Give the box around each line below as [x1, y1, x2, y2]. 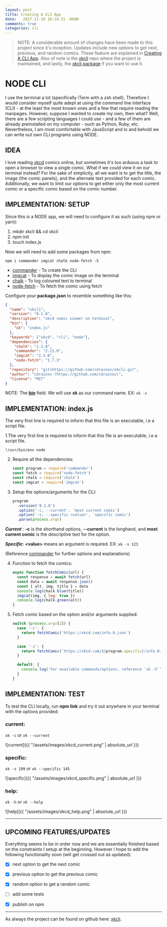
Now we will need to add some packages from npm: [5, 249, 112, 255]
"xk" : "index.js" [14, 325, 50, 330]
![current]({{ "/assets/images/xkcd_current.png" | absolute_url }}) [5, 742, 139, 748]
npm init [12, 234, 29, 240]
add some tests [12, 891, 44, 897]
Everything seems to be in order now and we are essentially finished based [5, 841, 159, 847]
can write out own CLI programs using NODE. [5, 132, 98, 138]
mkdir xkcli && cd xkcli [12, 228, 59, 234]
